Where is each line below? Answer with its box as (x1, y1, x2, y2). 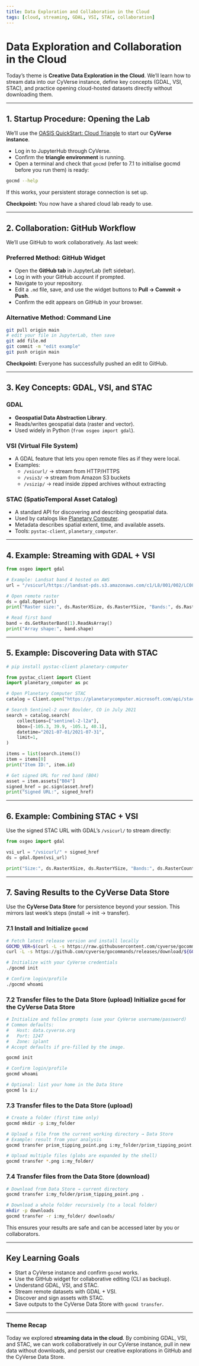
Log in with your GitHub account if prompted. (14, 273, 126, 281)
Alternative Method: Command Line (6, 313, 111, 322)
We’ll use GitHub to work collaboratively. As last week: (6, 238, 139, 245)
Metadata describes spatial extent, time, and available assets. (14, 521, 165, 528)
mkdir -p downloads (6, 1208, 54, 1214)
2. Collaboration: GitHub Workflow (6, 223, 136, 233)
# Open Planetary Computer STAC (6, 691, 86, 697)
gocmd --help (6, 178, 38, 184)
